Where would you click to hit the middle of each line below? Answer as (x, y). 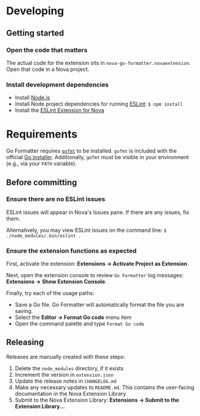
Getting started (35, 33)
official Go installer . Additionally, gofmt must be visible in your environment (98, 157)
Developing (35, 11)
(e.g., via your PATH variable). (41, 164)
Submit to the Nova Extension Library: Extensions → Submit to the (97, 400)
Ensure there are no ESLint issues (56, 199)
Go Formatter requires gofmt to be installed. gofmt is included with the (92, 151)
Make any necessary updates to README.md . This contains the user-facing (104, 387)
